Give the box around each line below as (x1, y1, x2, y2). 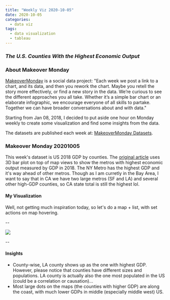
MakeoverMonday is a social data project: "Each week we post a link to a (5, 78, 159, 84)
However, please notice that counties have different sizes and (12, 267, 143, 273)
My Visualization (5, 193, 42, 199)
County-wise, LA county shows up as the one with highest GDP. (12, 261, 147, 267)
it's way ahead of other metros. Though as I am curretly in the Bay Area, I (5, 170, 159, 176)
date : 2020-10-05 (5, 12, 42, 17)
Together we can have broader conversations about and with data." (5, 105, 147, 111)
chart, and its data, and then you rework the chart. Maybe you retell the (5, 83, 155, 89)
